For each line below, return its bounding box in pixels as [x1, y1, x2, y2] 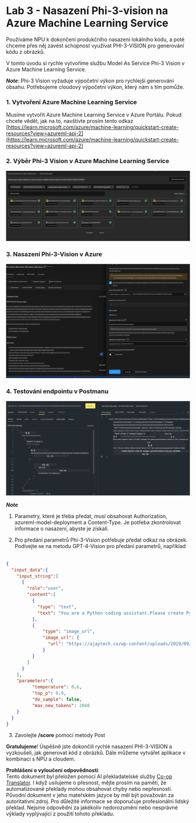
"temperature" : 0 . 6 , [32, 684, 82, 690]
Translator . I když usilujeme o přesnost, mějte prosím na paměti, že [6, 779, 167, 786]
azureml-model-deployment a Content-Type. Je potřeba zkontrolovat [14, 519, 181, 526]
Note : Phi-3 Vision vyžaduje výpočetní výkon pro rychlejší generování [6, 77, 174, 84]
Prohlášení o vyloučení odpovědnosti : [6, 767, 100, 774]
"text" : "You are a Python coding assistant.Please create [37, 610, 184, 616]
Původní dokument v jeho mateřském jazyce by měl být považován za [6, 791, 174, 799]
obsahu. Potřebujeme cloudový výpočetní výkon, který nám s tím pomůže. [6, 83, 185, 90]
